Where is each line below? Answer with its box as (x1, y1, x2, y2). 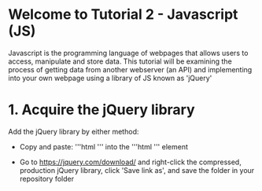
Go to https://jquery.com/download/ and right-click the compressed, (19, 157, 242, 167)
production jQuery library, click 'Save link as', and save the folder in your (19, 165, 255, 174)
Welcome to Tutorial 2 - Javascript (8, 6, 238, 24)
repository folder (19, 174, 75, 183)
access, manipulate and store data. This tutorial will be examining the (8, 57, 232, 66)
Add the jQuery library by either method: (8, 127, 139, 136)
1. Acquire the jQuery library (8, 101, 195, 119)
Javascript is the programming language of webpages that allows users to (8, 48, 249, 57)
